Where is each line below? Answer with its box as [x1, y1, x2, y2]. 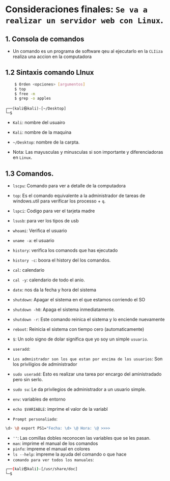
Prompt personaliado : [12, 416, 58, 422]
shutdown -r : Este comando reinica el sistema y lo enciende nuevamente [12, 317, 165, 323]
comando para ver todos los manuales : [12, 457, 94, 463]
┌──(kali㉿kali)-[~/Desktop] [5, 106, 66, 111]
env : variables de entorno [12, 396, 66, 403]
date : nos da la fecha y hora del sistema [12, 287, 97, 293]
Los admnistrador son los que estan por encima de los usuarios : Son [12, 356, 163, 362]
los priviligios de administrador [12, 361, 77, 367]
